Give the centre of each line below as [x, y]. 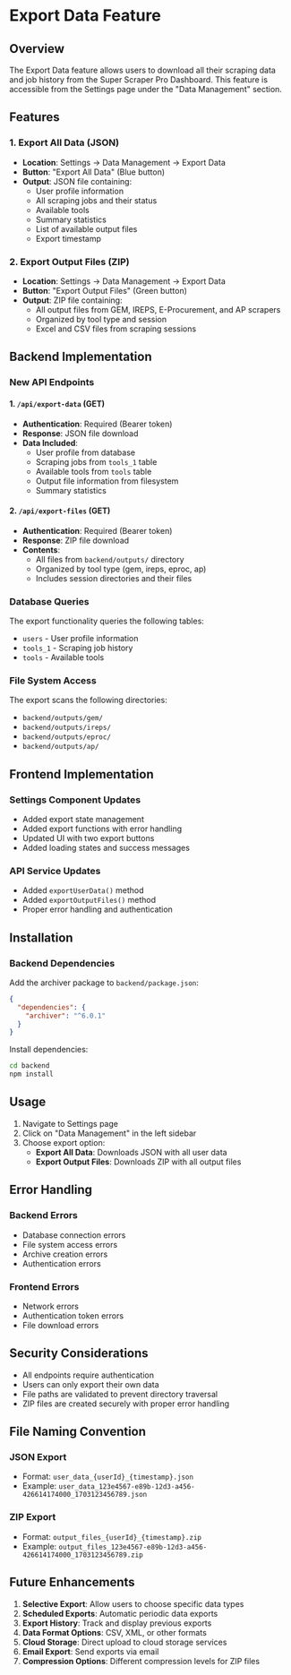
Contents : [41, 550]
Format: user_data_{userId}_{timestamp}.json [108, 1477]
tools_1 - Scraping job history [77, 648]
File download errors [60, 1325]
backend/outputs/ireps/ [67, 728]
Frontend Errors [44, 1286]
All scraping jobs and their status [96, 200]
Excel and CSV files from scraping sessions [116, 329]
